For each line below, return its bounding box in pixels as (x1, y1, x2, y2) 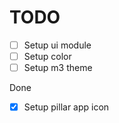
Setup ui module (23, 39, 92, 51)
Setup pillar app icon (23, 101, 110, 113)
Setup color (23, 51, 72, 62)
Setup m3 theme (23, 62, 93, 74)
